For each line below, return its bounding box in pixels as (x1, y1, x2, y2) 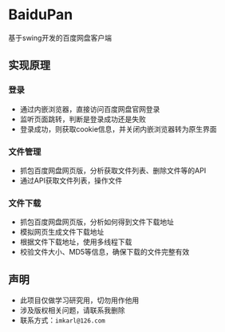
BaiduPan (8, 6, 73, 24)
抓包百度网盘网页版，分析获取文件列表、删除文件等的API (19, 165, 207, 175)
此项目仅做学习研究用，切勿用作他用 (19, 295, 140, 305)
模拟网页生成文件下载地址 (19, 227, 105, 237)
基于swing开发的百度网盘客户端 (8, 33, 112, 42)
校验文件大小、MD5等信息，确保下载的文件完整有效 (19, 247, 190, 257)
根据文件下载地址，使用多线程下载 (19, 237, 132, 247)
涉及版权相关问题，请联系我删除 (19, 306, 125, 315)
